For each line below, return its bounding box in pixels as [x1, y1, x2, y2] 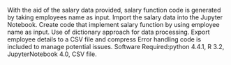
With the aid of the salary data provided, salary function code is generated [7, 6, 221, 14]
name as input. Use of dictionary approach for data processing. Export [7, 28, 211, 36]
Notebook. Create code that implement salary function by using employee [7, 21, 220, 28]
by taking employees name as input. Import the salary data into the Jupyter [7, 13, 223, 21]
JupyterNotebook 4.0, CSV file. [7, 50, 97, 58]
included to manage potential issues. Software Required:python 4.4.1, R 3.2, [7, 43, 225, 50]
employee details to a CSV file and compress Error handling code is [7, 35, 201, 44]
